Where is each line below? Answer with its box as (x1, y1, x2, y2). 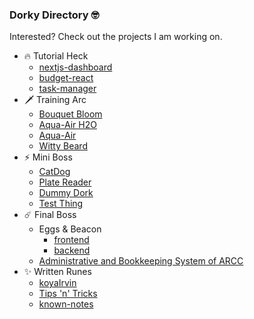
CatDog (38, 166, 71, 178)
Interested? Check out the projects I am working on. (9, 31, 223, 43)
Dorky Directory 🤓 (9, 8, 100, 22)
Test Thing (38, 198, 84, 210)
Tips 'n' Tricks (38, 288, 98, 300)
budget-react (38, 72, 94, 84)
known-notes (38, 298, 94, 310)
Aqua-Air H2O (38, 119, 97, 131)
